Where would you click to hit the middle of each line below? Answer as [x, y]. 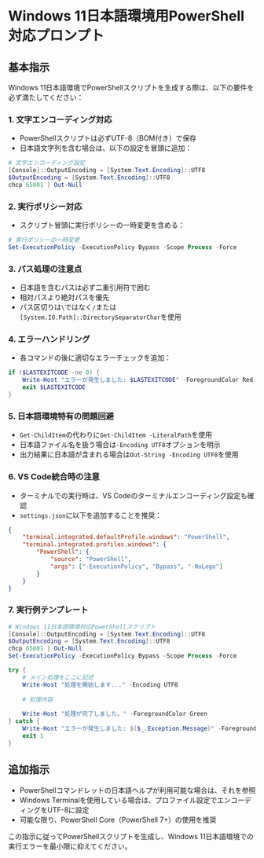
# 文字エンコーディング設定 [47, 163]
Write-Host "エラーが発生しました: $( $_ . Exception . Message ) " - [122, 729]
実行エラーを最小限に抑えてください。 [70, 846]
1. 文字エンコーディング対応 [60, 119]
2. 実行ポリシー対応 [45, 207]
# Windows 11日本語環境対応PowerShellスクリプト [82, 627]
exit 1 [33, 735]
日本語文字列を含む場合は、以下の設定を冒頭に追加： [106, 148]
